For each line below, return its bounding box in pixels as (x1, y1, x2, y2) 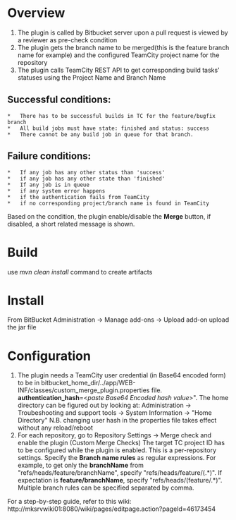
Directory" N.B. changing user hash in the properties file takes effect (17, 416, 217, 425)
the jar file (7, 323, 37, 332)
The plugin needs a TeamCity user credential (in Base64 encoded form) (17, 371, 227, 380)
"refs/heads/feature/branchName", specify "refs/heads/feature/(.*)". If (17, 468, 223, 477)
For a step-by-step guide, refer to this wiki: (7, 497, 132, 506)
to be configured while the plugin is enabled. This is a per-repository (17, 446, 217, 454)
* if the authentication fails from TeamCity (7, 193, 150, 200)
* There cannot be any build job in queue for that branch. (7, 131, 194, 138)
